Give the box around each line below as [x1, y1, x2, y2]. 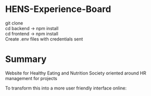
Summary [5, 53, 46, 65]
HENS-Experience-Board [5, 3, 111, 15]
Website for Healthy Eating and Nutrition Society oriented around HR [5, 70, 146, 76]
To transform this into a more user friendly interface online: [5, 85, 126, 91]
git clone [5, 20, 23, 26]
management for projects [5, 75, 57, 81]
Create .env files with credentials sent [5, 36, 83, 42]
